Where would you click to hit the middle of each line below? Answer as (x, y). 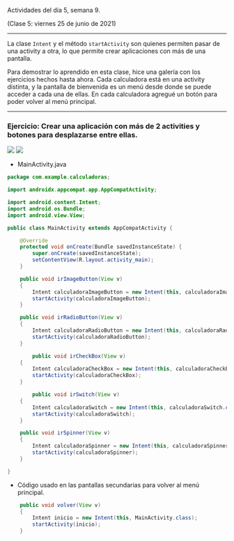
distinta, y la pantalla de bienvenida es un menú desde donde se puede (109, 87)
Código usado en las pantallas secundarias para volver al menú (108, 485)
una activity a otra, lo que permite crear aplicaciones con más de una (107, 51)
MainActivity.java (42, 165)
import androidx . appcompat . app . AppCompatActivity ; (82, 190)
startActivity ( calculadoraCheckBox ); (87, 376)
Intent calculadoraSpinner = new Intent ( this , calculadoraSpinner (131, 446)
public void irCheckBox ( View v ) (79, 356)
